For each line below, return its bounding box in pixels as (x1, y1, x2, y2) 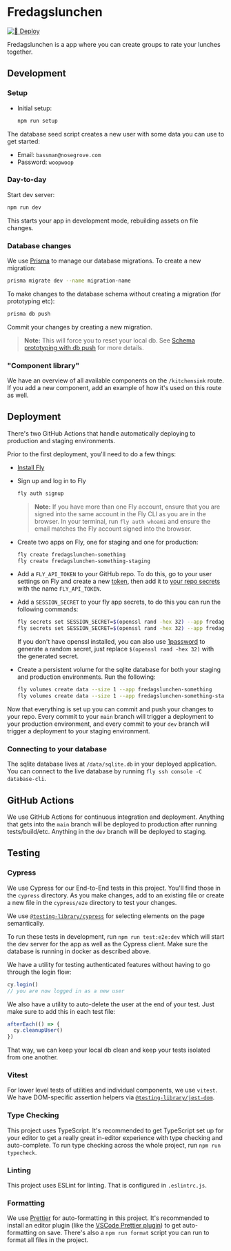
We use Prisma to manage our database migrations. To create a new (7, 256, 201, 265)
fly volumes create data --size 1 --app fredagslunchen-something (17, 686, 212, 693)
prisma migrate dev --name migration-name (7, 277, 131, 284)
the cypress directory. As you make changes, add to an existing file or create (7, 891, 225, 899)
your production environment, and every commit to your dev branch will (7, 720, 210, 728)
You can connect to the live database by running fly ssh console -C (7, 767, 202, 775)
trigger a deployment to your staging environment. (7, 726, 150, 735)
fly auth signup (17, 490, 64, 497)
